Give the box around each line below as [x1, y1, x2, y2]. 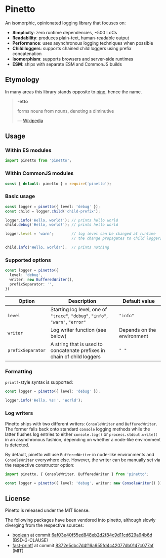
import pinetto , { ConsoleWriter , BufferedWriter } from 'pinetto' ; [5, 472, 149, 477]
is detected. [5, 442, 30, 448]
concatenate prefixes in [50, 347, 105, 353]
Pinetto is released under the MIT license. [5, 507, 90, 513]
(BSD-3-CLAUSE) [12, 537, 48, 543]
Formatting [5, 368, 33, 375]
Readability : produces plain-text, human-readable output [12, 35, 129, 41]
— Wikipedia [17, 118, 43, 124]
